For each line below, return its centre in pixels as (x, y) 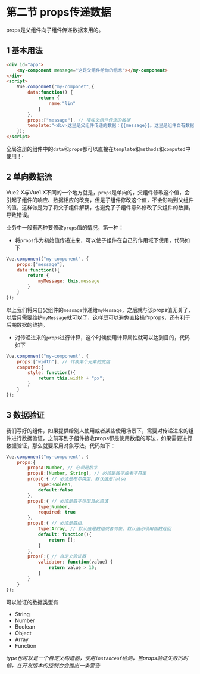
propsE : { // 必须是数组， (57, 523)
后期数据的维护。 (27, 324)
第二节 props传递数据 (59, 12)
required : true (57, 512)
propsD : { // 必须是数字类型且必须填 (68, 501)
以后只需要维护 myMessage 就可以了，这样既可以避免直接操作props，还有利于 (98, 317)
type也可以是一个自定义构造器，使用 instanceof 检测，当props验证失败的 (95, 658)
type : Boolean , (55, 484)
